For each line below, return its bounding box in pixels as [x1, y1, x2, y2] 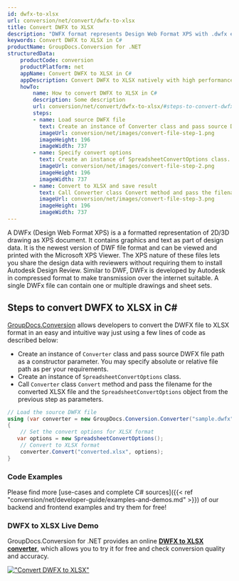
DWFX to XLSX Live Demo [7, 521, 99, 531]
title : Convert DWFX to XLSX [7, 23, 94, 31]
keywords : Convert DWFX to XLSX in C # [7, 37, 122, 44]
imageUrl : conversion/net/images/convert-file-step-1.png [38, 129, 215, 137]
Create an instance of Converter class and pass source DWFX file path [17, 349, 225, 358]
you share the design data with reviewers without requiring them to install [7, 258, 223, 267]
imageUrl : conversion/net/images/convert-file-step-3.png [38, 196, 215, 203]
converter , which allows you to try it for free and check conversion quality [7, 545, 225, 553]
